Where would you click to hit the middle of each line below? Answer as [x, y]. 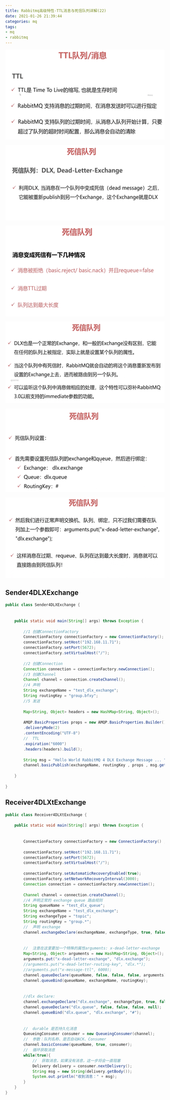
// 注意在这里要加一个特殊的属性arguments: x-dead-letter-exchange [92, 948]
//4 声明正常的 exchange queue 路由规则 [63, 900]
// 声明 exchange [42, 927]
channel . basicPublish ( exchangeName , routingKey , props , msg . [91, 765]
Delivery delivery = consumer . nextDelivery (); [82, 1066]
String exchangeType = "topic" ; [58, 916]
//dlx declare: [39, 997]
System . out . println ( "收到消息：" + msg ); [75, 1077]
